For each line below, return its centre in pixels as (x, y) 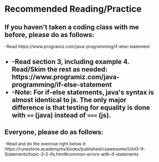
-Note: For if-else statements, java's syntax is (83, 92)
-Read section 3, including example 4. (70, 62)
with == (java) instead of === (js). (61, 115)
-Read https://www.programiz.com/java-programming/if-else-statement (77, 46)
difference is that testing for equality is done (81, 108)
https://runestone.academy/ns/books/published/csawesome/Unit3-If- (75, 149)
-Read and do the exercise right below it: (45, 144)
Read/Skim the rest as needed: (59, 69)
